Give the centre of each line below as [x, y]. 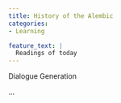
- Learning [27, 31]
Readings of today [47, 54]
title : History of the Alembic [61, 16]
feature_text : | [35, 45]
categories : [28, 24]
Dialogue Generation [42, 76]
